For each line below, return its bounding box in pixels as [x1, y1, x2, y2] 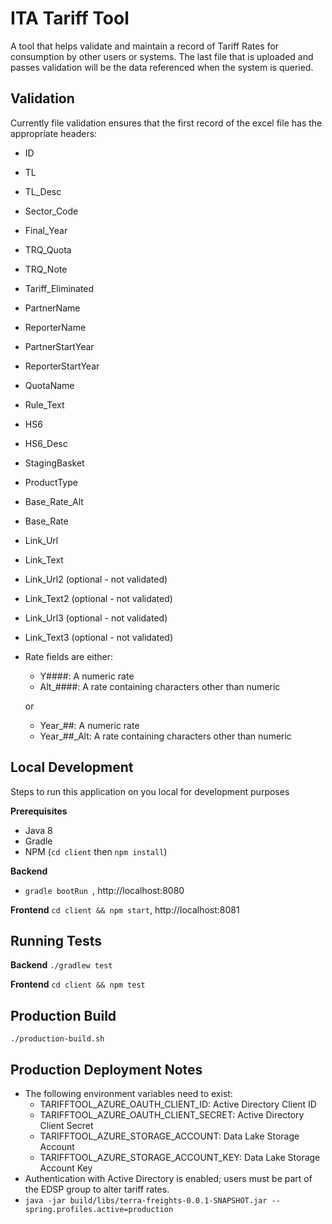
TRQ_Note [24, 263, 68, 275]
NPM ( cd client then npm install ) [24, 845, 168, 857]
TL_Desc [24, 185, 62, 197]
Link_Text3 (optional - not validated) [24, 631, 173, 643]
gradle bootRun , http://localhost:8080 [24, 884, 185, 896]
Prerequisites [10, 805, 68, 817]
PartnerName [24, 302, 81, 314]
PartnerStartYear [24, 340, 95, 352]
